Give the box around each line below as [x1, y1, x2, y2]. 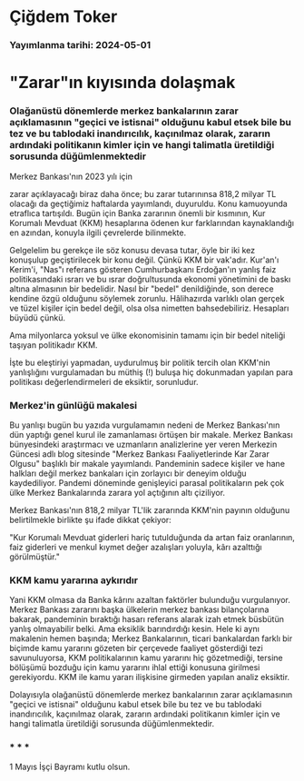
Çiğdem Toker [9, 6, 118, 27]
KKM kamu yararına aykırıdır [9, 574, 139, 587]
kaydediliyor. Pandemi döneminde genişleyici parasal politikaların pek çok [9, 477, 285, 488]
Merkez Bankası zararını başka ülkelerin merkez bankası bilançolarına [9, 604, 270, 615]
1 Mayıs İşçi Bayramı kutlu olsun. [9, 761, 131, 773]
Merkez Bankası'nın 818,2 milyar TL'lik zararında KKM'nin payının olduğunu [9, 504, 290, 515]
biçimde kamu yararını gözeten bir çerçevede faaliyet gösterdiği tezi [9, 643, 263, 654]
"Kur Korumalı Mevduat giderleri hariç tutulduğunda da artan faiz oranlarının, [9, 531, 295, 542]
